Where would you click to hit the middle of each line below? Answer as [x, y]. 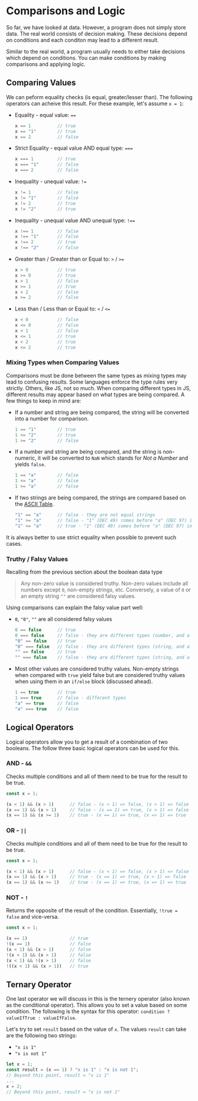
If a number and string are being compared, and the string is [88, 452]
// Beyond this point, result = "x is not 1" [63, 1092]
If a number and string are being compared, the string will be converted [102, 412]
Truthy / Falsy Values [37, 559]
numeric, [25, 458]
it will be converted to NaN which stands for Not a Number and [113, 458]
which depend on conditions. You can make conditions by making [86, 58]
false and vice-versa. [33, 917]
